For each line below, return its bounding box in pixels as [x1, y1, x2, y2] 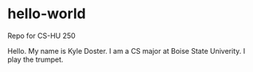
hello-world [7, 5, 87, 23]
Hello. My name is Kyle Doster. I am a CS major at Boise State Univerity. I [7, 46, 246, 55]
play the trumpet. [7, 55, 64, 64]
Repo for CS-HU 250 [7, 31, 76, 40]
